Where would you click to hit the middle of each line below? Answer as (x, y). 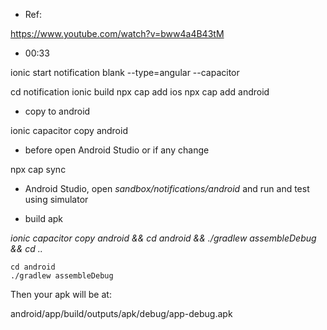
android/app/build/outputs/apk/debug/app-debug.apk (121, 313)
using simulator (56, 199)
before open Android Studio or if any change (117, 150)
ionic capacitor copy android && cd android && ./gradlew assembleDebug (163, 238)
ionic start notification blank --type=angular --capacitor (125, 72)
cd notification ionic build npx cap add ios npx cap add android (140, 92)
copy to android (57, 111)
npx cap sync (38, 169)
